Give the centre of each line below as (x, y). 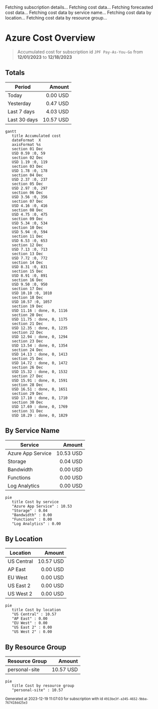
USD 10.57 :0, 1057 (32, 302)
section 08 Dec (27, 210)
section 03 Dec (27, 166)
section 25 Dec (27, 358)
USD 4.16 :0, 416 (30, 206)
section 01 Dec (27, 149)
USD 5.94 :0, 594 (30, 232)
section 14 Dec (27, 262)
